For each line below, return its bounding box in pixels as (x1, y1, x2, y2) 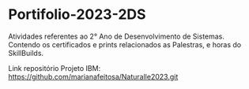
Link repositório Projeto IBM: (8, 63, 101, 72)
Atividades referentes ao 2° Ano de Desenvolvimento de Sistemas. (8, 32, 225, 41)
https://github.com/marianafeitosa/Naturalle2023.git (8, 72, 179, 81)
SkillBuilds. (8, 48, 44, 57)
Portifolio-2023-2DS (8, 6, 146, 24)
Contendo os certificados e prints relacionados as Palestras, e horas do (8, 39, 242, 49)
